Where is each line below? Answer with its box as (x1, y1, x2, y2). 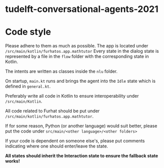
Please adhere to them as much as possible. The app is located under (5, 43, 149, 49)
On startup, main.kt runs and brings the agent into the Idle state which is (5, 78, 156, 84)
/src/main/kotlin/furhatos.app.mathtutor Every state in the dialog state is (5, 48, 159, 54)
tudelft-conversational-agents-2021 (5, 3, 159, 15)
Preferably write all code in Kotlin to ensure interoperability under (5, 93, 139, 99)
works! (5, 158, 20, 164)
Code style (5, 26, 51, 38)
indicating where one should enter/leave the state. (5, 143, 108, 149)
